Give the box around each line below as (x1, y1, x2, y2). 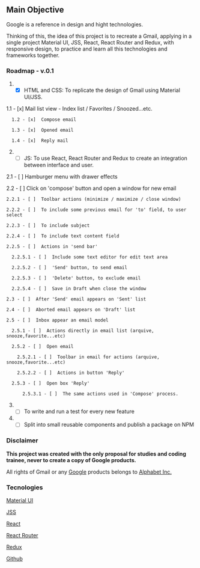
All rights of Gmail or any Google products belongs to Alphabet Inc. (6, 468, 172, 475)
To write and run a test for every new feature (23, 408, 135, 415)
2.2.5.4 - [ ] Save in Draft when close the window (11, 286, 147, 292)
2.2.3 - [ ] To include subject (6, 222, 90, 229)
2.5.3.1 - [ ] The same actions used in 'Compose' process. (22, 391, 179, 397)
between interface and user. (23, 162, 94, 169)
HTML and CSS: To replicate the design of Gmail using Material (23, 87, 180, 94)
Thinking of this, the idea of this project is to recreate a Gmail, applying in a (6, 32, 192, 40)
